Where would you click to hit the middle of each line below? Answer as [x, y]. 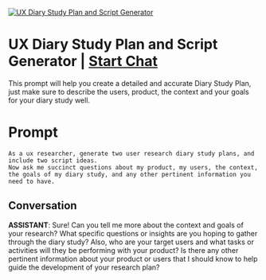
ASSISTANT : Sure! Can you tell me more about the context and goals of [126, 225]
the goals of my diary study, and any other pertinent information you [129, 174]
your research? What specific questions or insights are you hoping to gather [133, 233]
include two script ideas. [53, 160]
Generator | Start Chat [83, 62]
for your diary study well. [49, 100]
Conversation [43, 206]
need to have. [32, 181]
